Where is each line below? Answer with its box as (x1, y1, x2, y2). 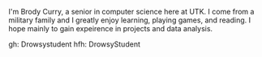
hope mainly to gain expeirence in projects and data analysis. (8, 24, 213, 33)
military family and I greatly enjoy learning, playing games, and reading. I (8, 15, 251, 25)
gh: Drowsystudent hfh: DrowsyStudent (8, 39, 140, 49)
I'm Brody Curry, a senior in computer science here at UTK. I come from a (8, 7, 255, 16)
